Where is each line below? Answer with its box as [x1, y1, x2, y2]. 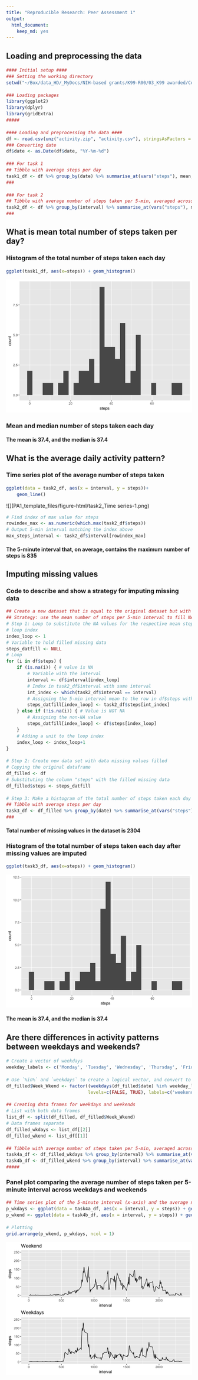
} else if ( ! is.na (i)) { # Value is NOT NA [16, 708, 126, 714]
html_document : [11, 22, 49, 28]
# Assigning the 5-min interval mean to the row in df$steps [27, 695, 181, 702]
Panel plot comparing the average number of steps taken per [6, 1178, 184, 1186]
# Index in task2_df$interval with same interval [27, 683, 151, 689]
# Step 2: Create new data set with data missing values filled [6, 758, 167, 764]
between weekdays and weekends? [6, 1041, 140, 1052]
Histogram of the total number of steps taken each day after [6, 841, 181, 850]
